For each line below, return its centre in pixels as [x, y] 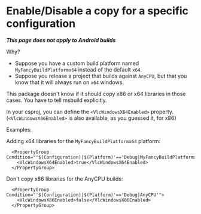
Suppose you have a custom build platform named [77, 63]
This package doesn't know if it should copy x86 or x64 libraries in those [96, 94]
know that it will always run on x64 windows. [69, 82]
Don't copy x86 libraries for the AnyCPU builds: [65, 179]
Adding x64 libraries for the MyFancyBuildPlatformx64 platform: [83, 141]
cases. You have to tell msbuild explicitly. [57, 100]
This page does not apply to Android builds [61, 40]
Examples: [19, 129]
